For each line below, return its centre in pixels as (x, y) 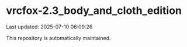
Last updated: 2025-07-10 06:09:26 (49, 27)
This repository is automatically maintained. (58, 38)
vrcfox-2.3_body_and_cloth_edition (94, 11)
